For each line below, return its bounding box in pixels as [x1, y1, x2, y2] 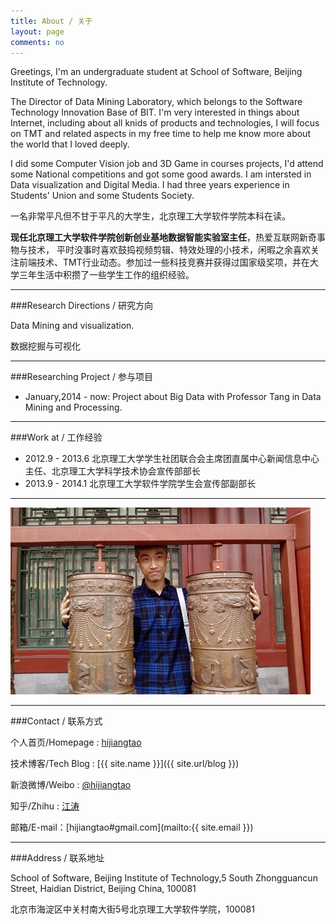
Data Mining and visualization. [10, 320, 135, 332]
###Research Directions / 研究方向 [10, 300, 154, 312]
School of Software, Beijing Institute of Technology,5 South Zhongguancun [10, 872, 318, 884]
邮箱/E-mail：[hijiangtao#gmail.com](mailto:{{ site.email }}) [10, 821, 254, 834]
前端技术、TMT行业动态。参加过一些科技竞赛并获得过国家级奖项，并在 [18, 256, 310, 269]
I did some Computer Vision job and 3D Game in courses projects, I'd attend [10, 158, 324, 170]
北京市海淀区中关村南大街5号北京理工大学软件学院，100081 [10, 903, 255, 915]
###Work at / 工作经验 [10, 431, 103, 444]
